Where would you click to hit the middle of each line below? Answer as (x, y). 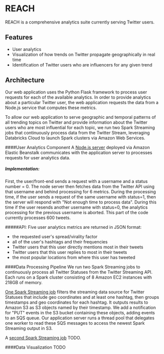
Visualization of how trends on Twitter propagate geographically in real (84, 54)
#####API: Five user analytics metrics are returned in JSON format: (73, 227)
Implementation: (23, 169)
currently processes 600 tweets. (38, 218)
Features (19, 37)
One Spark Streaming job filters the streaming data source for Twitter (75, 292)
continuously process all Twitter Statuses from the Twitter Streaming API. (79, 272)
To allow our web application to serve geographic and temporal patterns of (81, 117)
